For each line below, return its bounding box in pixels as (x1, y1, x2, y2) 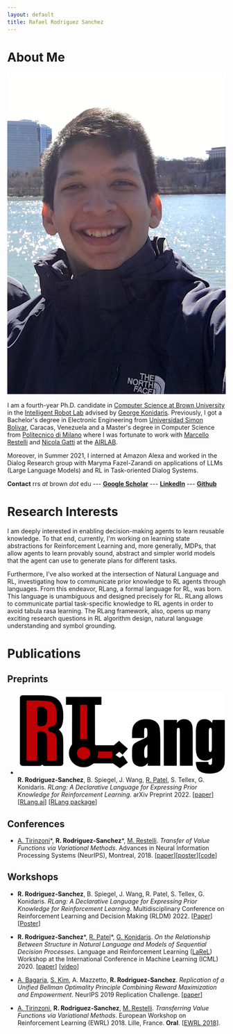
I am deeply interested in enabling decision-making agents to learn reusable (7, 526, 225, 535)
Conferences (7, 818, 65, 830)
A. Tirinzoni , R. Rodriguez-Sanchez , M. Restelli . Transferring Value (17, 1003, 209, 1012)
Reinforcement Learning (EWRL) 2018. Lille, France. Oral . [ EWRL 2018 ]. (17, 1018, 221, 1027)
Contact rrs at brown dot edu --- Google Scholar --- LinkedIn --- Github (7, 479, 217, 487)
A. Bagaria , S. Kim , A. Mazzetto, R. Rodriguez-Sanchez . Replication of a (17, 976, 225, 984)
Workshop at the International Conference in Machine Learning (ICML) (17, 955, 218, 963)
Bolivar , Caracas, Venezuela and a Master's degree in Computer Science (7, 423, 215, 431)
